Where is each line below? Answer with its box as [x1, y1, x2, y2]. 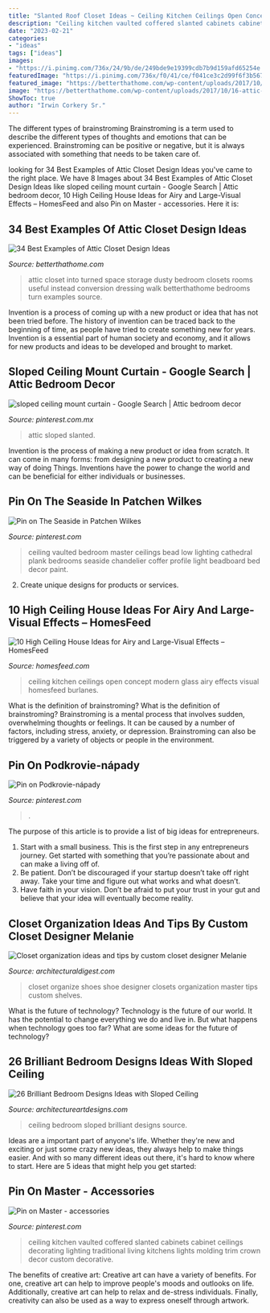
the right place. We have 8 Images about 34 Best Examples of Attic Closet [8, 174, 253, 183]
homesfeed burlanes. [27, 685, 99, 695]
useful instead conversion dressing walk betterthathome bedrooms [27, 283, 251, 293]
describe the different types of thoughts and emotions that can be [8, 132, 227, 142]
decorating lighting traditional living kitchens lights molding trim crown [27, 1245, 261, 1255]
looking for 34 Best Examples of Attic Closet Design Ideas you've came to [8, 165, 253, 175]
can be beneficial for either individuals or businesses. [8, 471, 186, 481]
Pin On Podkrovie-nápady [8, 758, 141, 772]
